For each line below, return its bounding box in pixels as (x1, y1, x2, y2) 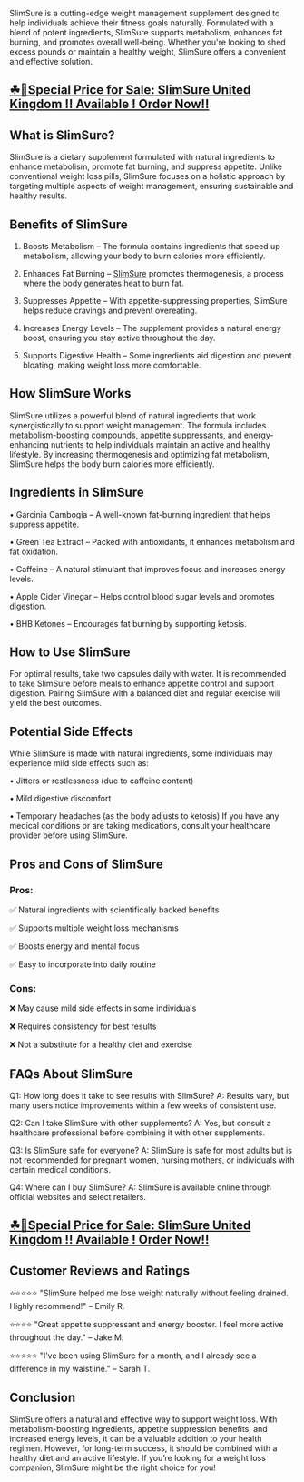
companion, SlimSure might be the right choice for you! (9, 1462, 216, 1473)
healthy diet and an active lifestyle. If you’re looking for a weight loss (9, 1453, 266, 1464)
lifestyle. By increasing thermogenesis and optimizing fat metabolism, (9, 449, 270, 459)
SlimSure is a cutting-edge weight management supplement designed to (9, 8, 280, 18)
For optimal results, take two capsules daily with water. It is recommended (9, 669, 287, 680)
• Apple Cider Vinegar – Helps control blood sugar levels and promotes (9, 590, 275, 601)
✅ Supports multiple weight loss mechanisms (9, 922, 179, 933)
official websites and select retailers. (9, 1192, 147, 1203)
